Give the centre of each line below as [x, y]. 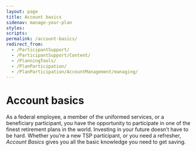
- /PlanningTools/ [34, 61]
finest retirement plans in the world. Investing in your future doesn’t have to [97, 129]
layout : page [22, 11]
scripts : [17, 33]
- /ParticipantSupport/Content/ [51, 55]
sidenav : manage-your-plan [39, 22]
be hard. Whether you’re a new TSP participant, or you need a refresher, [94, 136]
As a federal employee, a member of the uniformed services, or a [85, 117]
